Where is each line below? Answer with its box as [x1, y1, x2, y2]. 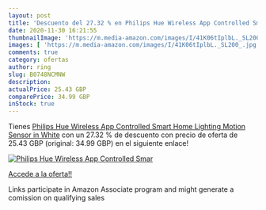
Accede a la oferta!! [8, 170, 73, 179]
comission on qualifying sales [8, 193, 105, 203]
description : [8, 78, 51, 86]
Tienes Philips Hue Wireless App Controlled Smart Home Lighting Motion [8, 122, 246, 132]
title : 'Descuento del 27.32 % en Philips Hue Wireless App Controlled [8, 19, 249, 27]
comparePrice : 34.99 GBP [8, 93, 90, 101]
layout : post [8, 11, 51, 20]
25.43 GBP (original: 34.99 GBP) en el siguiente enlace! [8, 139, 189, 148]
